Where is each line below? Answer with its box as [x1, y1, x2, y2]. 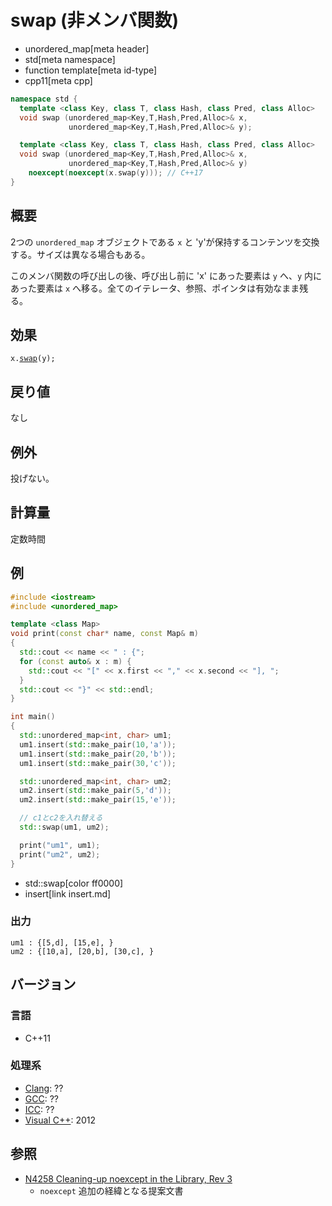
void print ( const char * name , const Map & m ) [10, 629, 199, 639]
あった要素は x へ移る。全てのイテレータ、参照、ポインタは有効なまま [10, 282, 300, 294]
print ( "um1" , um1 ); [19, 840, 101, 850]
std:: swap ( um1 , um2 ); [19, 822, 110, 833]
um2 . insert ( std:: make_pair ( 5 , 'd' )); [19, 786, 172, 796]
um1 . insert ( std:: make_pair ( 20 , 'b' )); [19, 749, 177, 759]
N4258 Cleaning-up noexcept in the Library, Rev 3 [24, 1172, 233, 1185]
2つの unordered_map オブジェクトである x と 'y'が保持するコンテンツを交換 [10, 236, 320, 248]
